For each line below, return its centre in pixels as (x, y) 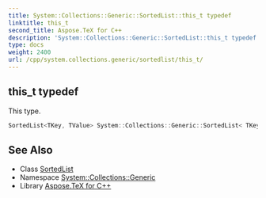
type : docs (26, 45)
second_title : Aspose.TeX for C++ (65, 30)
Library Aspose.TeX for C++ (65, 186)
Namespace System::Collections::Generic (87, 177)
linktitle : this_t (38, 23)
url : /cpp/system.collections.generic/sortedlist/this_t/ (106, 60)
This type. (25, 111)
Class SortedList (46, 169)
